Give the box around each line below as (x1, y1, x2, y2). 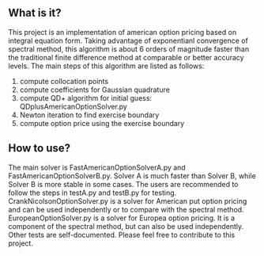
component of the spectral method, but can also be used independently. (8, 221, 243, 231)
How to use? (8, 142, 71, 155)
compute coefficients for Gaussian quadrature (19, 85, 170, 94)
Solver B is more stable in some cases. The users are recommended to (8, 179, 239, 189)
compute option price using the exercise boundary (19, 118, 185, 128)
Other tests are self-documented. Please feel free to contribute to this (8, 230, 236, 239)
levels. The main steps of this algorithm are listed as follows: (8, 61, 205, 71)
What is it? (8, 6, 62, 20)
